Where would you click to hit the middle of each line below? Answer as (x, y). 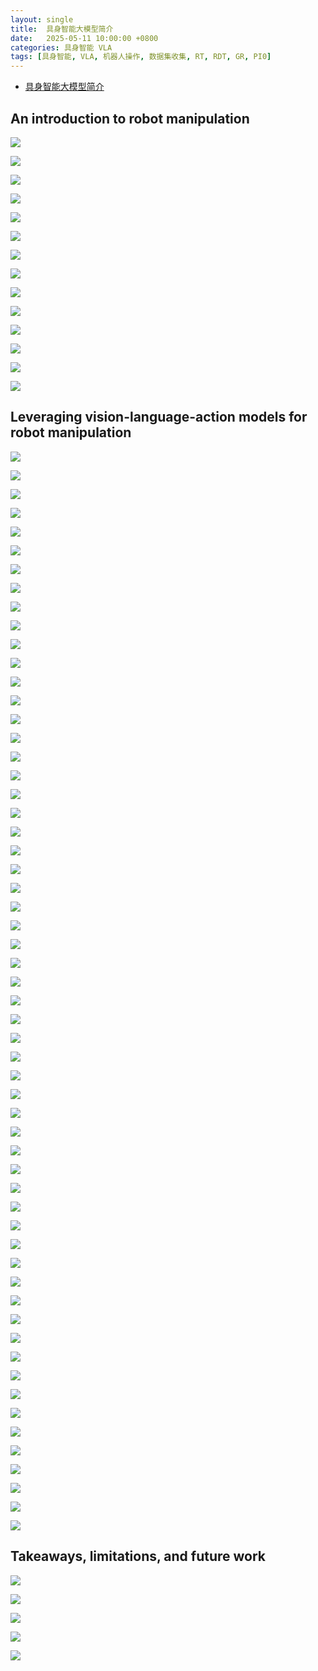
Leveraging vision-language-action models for (159, 417)
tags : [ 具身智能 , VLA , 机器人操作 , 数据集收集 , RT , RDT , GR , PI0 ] (141, 57)
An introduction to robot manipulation (130, 118)
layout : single (42, 19)
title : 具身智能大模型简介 (62, 29)
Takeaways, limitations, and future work (138, 1556)
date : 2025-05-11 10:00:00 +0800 (84, 38)
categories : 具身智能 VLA (61, 47)
